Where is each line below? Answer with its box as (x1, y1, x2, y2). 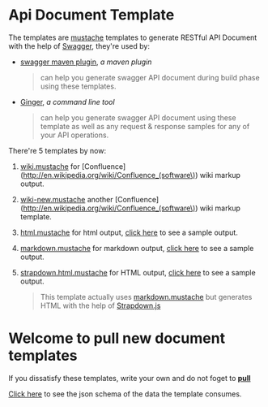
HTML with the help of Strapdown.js (40, 301, 161, 310)
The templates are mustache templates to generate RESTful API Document (8, 32, 257, 42)
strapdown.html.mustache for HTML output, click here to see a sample (19, 267, 257, 277)
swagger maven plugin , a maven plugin (19, 57, 152, 67)
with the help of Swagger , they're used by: (8, 41, 150, 50)
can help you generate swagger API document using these (40, 112, 236, 123)
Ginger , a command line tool (19, 97, 115, 106)
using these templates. (40, 81, 117, 91)
